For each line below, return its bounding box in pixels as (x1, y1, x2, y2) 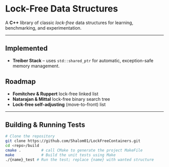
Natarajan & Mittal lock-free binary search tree (12, 96, 110, 102)
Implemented (5, 44, 48, 53)
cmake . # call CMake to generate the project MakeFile (5, 148, 143, 153)
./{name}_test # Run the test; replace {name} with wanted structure (5, 157, 154, 162)
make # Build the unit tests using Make (5, 152, 116, 157)
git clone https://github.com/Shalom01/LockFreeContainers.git (5, 138, 141, 143)
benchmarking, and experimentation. (5, 25, 82, 31)
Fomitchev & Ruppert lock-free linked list (12, 91, 99, 97)
